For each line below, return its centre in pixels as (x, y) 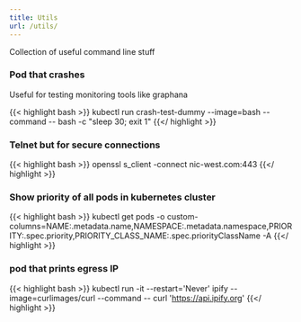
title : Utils (34, 18)
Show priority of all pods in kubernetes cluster (112, 197)
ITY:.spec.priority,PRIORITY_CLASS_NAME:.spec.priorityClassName (135, 236)
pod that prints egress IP (64, 269)
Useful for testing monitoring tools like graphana (99, 94)
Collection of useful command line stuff (82, 51)
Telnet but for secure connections (85, 145)
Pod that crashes (47, 75)
